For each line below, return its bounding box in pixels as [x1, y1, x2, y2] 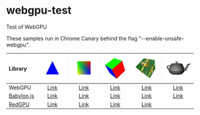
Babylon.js [8, 92, 35, 100]
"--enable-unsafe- [139, 35, 185, 42]
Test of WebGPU [6, 23, 48, 30]
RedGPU [8, 101, 30, 108]
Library [8, 65, 27, 72]
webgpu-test [6, 4, 72, 17]
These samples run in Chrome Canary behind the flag [6, 35, 138, 42]
